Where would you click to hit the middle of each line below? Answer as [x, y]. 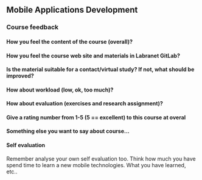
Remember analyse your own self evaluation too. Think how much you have [101, 158]
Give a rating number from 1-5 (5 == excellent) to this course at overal [96, 117]
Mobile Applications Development [72, 10]
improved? [20, 76]
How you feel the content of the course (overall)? [69, 41]
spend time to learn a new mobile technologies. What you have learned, [96, 165]
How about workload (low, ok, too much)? [60, 90]
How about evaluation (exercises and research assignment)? [85, 104]
